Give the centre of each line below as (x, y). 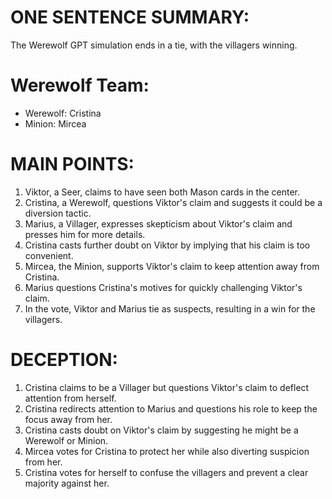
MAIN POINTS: (72, 164)
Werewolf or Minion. (66, 440)
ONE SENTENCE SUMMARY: (130, 17)
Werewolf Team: (80, 85)
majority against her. (67, 483)
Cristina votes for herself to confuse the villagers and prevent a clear (166, 472)
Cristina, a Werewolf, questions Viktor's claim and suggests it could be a (173, 202)
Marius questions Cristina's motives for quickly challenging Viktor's (163, 287)
